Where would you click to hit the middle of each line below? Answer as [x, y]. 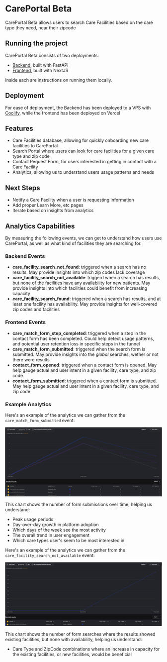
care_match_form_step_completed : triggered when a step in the [79, 333]
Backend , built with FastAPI [40, 65]
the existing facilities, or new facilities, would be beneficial [72, 654]
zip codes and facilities [36, 310]
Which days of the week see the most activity [59, 530]
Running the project [37, 44]
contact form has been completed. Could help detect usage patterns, [83, 338]
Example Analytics [28, 404]
